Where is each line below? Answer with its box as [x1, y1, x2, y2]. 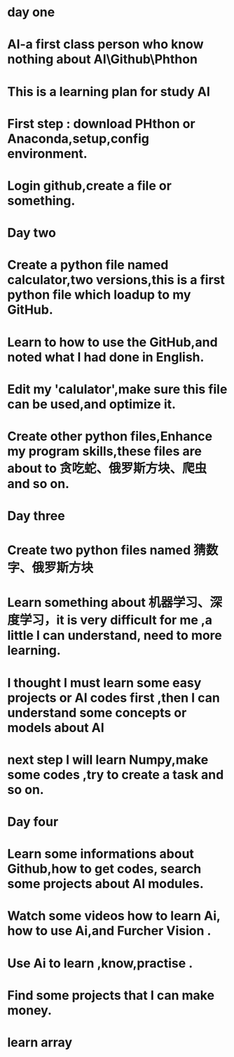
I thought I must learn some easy [7, 674, 202, 691]
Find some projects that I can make [7, 987, 215, 1003]
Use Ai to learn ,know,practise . [7, 955, 193, 971]
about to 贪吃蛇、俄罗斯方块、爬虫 [7, 460, 207, 476]
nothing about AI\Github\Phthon [7, 51, 198, 68]
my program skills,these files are [7, 443, 202, 459]
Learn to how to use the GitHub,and [7, 334, 219, 350]
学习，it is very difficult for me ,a [20, 613, 212, 628]
